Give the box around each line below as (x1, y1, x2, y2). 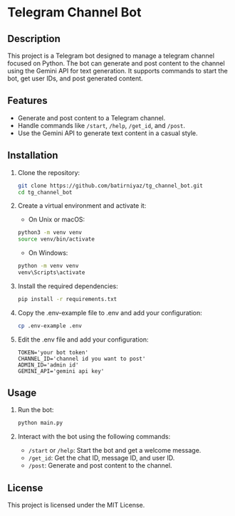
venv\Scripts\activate (17, 269, 85, 276)
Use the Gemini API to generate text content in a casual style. (17, 129, 198, 137)
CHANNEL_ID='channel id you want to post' (17, 355, 146, 362)
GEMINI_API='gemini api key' (17, 367, 105, 374)
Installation (7, 149, 58, 162)
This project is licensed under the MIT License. (7, 501, 145, 510)
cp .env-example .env (17, 322, 82, 330)
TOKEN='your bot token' (17, 349, 89, 356)
